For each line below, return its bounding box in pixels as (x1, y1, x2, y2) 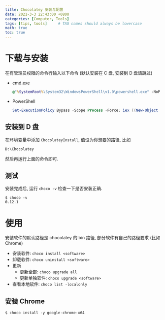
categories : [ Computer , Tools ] (5, 16, 69, 21)
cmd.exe (12, 80, 31, 86)
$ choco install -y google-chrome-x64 (5, 311, 85, 316)
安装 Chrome (5, 297, 45, 305)
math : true (5, 26, 28, 31)
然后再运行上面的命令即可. (5, 156, 59, 161)
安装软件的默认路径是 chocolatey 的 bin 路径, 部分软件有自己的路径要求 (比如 (5, 235, 161, 241)
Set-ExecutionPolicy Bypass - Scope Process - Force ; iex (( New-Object (12, 108, 159, 113)
